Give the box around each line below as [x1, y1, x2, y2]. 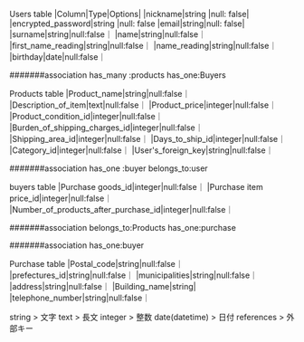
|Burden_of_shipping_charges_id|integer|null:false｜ [9, 122, 204, 133]
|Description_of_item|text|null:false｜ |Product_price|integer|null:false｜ [9, 100, 278, 110]
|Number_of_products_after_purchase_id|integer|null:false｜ [9, 204, 234, 214]
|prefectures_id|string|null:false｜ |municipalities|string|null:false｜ [9, 270, 258, 280]
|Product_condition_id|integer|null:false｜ [9, 111, 164, 121]
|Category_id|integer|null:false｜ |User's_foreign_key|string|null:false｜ [9, 145, 274, 156]
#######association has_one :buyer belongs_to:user [9, 163, 208, 174]
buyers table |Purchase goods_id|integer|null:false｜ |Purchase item [9, 182, 264, 192]
